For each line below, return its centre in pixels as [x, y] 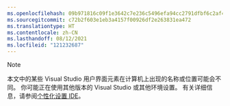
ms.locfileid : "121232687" [46, 45]
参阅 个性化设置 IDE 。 [55, 96]
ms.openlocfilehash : [37, 13]
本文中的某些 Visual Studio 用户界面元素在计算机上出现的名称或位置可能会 [111, 79]
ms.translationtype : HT [41, 26]
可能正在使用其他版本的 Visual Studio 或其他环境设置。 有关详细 [116, 87]
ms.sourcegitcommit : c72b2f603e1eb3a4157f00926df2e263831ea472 [99, 20]
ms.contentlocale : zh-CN [42, 32]
